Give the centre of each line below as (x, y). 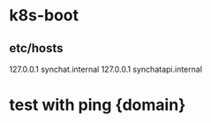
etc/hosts (36, 48)
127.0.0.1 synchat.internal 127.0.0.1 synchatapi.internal (106, 69)
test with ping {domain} (98, 105)
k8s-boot (44, 15)
